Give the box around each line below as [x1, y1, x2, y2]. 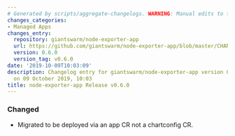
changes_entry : [7, 29, 52, 37]
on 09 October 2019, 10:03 [13, 75, 92, 82]
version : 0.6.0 [13, 50, 58, 56]
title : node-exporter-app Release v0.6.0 [7, 82, 130, 89]
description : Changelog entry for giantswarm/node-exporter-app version [7, 68, 224, 75]
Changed [7, 105, 40, 114]
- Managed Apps [7, 23, 52, 30]
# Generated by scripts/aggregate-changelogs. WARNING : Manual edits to [7, 10, 224, 17]
